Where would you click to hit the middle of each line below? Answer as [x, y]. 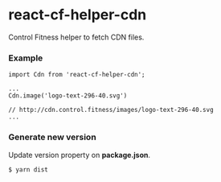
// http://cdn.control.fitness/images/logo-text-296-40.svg [111, 110]
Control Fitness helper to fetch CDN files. [76, 37]
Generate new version [52, 137]
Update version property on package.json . [80, 155]
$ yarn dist [28, 170]
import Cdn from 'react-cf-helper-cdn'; [77, 75]
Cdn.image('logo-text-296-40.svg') [68, 96]
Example [26, 58]
